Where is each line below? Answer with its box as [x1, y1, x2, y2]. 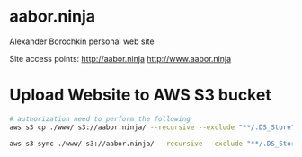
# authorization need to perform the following [9, 114, 191, 123]
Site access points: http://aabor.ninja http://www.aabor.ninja [9, 53, 232, 64]
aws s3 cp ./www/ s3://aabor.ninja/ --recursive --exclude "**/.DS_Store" [9, 123, 296, 132]
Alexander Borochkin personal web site [9, 36, 155, 47]
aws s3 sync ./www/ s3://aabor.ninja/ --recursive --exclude [9, 139, 244, 148]
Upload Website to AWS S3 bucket [9, 85, 271, 105]
